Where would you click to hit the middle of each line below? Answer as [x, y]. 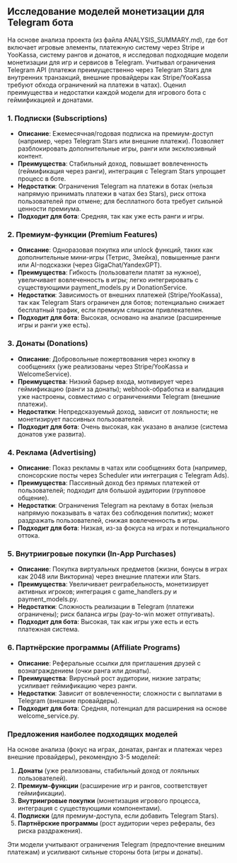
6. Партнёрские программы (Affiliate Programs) [94, 648]
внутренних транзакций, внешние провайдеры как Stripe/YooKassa [109, 77]
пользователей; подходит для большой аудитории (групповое [112, 490]
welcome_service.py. [48, 716]
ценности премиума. [49, 209]
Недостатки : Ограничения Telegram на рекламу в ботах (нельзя [115, 505]
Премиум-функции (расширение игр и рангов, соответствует [112, 785]
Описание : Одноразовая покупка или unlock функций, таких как [115, 250]
